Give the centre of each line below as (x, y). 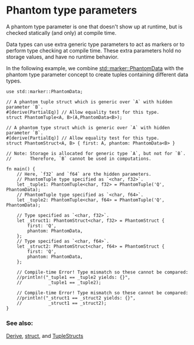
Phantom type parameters (72, 10)
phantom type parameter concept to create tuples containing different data (97, 74)
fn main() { (21, 169)
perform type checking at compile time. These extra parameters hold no (94, 50)
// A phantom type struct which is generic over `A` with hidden (88, 127)
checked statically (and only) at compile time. (61, 32)
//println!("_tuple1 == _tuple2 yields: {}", (74, 277)
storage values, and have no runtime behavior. (63, 57)
